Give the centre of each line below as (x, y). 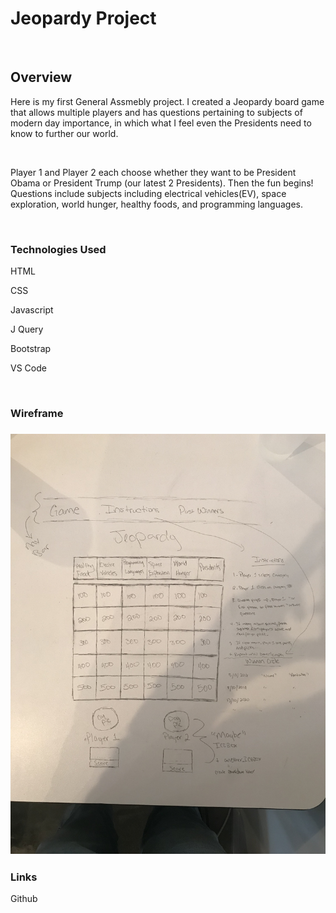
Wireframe (37, 413)
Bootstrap (31, 349)
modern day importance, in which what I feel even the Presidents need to (161, 123)
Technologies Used (58, 249)
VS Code (28, 368)
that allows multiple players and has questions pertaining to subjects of (156, 112)
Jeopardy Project (83, 18)
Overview (41, 77)
